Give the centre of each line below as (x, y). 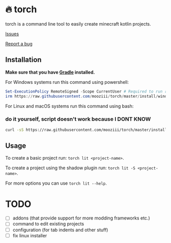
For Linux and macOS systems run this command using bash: (69, 106)
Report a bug (19, 43)
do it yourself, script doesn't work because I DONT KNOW (78, 119)
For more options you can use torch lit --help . (56, 183)
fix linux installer (30, 235)
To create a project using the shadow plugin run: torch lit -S (70, 168)
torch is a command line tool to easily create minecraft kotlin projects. (78, 24)
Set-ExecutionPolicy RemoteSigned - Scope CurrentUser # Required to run (84, 91)
